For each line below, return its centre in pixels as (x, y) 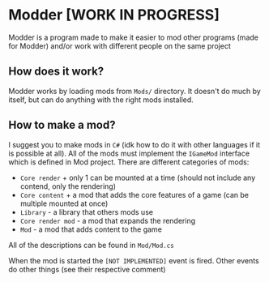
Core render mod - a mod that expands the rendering (108, 220)
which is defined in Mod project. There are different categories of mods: (129, 162)
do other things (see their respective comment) (87, 269)
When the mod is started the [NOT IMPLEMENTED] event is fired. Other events (134, 260)
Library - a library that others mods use (87, 211)
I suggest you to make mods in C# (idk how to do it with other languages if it (134, 144)
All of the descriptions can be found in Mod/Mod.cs (91, 245)
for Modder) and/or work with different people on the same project (120, 45)
